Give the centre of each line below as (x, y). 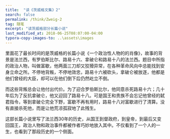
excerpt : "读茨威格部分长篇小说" (37, 29)
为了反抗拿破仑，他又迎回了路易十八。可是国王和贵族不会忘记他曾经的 (87, 95)
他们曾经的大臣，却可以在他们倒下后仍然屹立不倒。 (58, 78)
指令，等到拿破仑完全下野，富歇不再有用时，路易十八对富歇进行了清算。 (85, 102)
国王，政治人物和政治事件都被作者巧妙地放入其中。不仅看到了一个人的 (82, 125)
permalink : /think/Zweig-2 (34, 19)
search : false (20, 15)
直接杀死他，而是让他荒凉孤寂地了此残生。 (54, 108)
